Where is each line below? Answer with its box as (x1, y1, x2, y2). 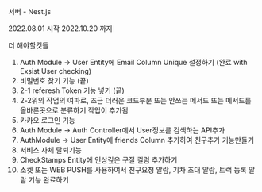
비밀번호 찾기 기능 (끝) (19, 76, 89, 85)
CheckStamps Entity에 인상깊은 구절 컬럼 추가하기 (19, 156, 178, 164)
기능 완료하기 (28, 175, 69, 184)
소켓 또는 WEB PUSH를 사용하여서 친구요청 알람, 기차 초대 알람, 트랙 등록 (19, 165, 248, 175)
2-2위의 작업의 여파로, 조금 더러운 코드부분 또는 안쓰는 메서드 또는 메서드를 (19, 96, 252, 105)
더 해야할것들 (8, 40, 49, 50)
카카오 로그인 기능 (19, 116, 75, 125)
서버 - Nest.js (8, 7, 52, 16)
